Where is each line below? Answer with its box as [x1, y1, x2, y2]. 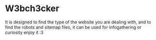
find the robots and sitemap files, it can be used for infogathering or [5, 24, 142, 30]
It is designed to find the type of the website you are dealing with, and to [5, 19, 152, 25]
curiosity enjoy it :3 [5, 29, 44, 35]
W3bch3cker [5, 3, 60, 14]
